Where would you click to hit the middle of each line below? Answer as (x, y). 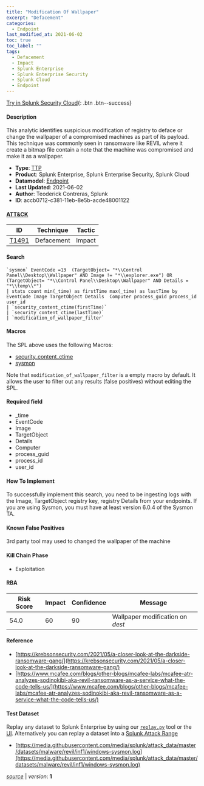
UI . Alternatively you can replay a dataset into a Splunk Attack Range (92, 734)
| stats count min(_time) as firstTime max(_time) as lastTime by (92, 291)
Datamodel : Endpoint (42, 181)
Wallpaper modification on (150, 617)
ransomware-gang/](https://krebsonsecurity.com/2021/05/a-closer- (100, 661)
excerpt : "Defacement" (35, 18)
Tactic (86, 230)
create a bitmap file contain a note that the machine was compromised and (100, 150)
